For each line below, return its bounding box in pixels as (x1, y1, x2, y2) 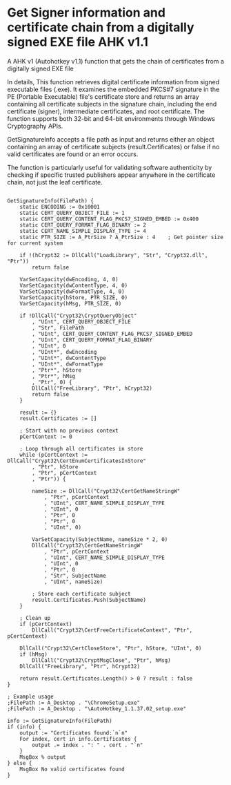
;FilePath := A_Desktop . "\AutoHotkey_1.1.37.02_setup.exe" (7, 705, 187, 712)
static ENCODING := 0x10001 (19, 203, 100, 210)
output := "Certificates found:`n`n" (19, 729, 128, 737)
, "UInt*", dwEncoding (32, 348, 97, 355)
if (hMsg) (19, 651, 48, 658)
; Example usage (7, 693, 54, 700)
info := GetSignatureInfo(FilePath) (7, 717, 112, 724)
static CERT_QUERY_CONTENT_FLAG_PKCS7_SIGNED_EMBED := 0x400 (19, 216, 199, 223)
